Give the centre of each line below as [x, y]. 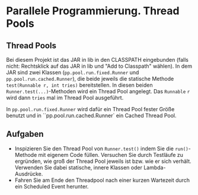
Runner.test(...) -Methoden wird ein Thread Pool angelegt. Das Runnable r [98, 91]
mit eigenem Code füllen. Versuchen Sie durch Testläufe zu [111, 155]
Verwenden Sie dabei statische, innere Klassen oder [78, 167]
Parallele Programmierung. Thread [93, 11]
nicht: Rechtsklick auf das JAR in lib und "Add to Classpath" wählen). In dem [99, 66]
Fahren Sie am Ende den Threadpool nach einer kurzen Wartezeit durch [102, 180]
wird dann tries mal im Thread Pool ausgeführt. [65, 97]
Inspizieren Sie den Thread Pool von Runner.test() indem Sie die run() [101, 148]
